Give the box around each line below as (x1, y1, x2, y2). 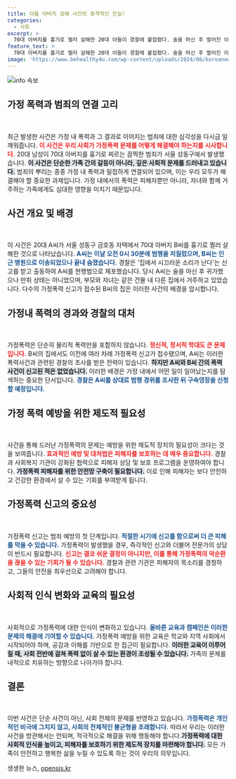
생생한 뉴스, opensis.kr (7, 764, 72, 773)
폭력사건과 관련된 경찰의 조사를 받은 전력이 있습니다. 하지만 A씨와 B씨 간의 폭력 (7, 359, 223, 367)
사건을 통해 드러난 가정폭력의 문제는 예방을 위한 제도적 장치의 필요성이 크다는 (7, 441, 218, 449)
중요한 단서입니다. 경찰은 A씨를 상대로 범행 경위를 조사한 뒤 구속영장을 (25, 376, 216, 385)
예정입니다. (14, 385, 46, 393)
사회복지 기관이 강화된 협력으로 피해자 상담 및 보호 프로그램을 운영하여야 (14, 458, 212, 467)
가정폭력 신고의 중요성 (7, 498, 97, 510)
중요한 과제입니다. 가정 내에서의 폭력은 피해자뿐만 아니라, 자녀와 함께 (33, 176, 221, 185)
